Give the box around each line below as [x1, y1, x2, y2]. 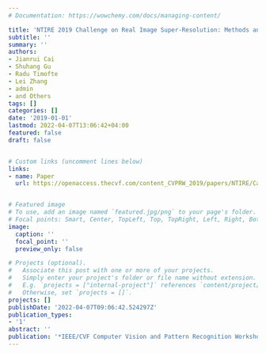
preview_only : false [15, 245, 83, 253]
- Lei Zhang [8, 77, 47, 85]
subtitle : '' [8, 33, 51, 41]
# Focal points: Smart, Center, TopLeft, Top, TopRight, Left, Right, [8, 215, 246, 223]
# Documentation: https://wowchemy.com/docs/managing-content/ [8, 11, 222, 20]
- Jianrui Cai [8, 55, 55, 63]
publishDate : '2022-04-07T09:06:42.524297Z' [8, 303, 158, 311]
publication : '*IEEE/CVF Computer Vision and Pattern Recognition [8, 333, 232, 341]
